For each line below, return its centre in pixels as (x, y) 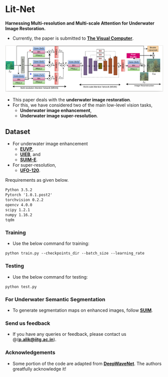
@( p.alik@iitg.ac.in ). (34, 339)
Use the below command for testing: (50, 277)
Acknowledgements (30, 352)
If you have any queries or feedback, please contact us (69, 334)
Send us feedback (28, 323)
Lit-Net (20, 9)
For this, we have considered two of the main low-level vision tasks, (82, 105)
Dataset (18, 132)
